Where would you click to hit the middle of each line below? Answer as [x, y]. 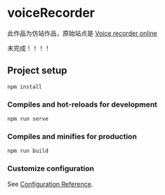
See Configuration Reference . [50, 184]
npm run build [28, 151]
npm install [25, 87]
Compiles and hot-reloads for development [82, 105]
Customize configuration [51, 168]
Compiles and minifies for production [72, 136]
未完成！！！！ [29, 48]
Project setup [38, 70]
